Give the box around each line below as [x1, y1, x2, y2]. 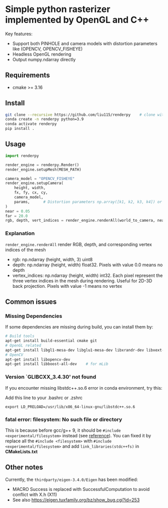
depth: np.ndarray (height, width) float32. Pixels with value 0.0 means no [12, 262, 163, 268]
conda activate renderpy [5, 121, 57, 126]
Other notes [5, 463, 43, 472]
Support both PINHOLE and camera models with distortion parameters [12, 40, 157, 46]
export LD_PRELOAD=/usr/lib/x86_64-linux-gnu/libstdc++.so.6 [5, 404, 135, 409]
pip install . [5, 126, 35, 131]
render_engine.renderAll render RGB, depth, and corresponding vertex [5, 241, 152, 247]
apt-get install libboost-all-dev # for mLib [5, 362, 108, 367]
